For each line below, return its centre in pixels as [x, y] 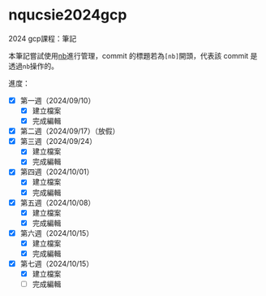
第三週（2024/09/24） [58, 141]
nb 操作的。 [41, 66]
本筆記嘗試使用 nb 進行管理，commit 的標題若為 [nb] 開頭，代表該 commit [129, 55]
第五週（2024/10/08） [58, 202]
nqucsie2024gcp [68, 15]
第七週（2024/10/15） [57, 263]
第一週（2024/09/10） [58, 100]
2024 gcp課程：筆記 [43, 38]
